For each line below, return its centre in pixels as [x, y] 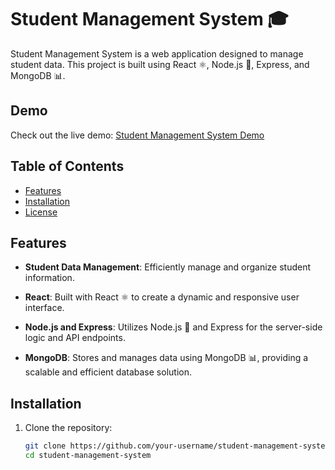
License [41, 212]
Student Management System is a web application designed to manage [157, 53]
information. [49, 278]
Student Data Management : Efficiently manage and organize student [168, 267]
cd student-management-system [88, 456]
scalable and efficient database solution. [108, 372]
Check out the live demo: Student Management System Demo [137, 135]
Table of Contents [67, 166]
